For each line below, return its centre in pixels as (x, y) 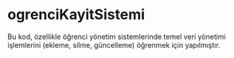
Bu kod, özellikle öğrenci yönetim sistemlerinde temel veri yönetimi (117, 37)
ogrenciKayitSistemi (76, 15)
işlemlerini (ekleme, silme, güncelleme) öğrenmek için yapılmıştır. (114, 44)
